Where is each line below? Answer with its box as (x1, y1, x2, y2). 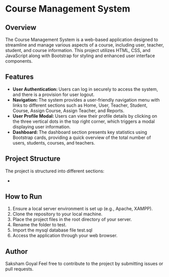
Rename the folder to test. (12, 222, 67, 228)
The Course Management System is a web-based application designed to (5, 36, 158, 42)
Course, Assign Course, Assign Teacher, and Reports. (12, 107, 125, 114)
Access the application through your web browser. (12, 233, 118, 239)
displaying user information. (12, 123, 71, 129)
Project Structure (5, 155, 61, 163)
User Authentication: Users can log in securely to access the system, (12, 86, 158, 92)
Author (5, 247, 28, 256)
